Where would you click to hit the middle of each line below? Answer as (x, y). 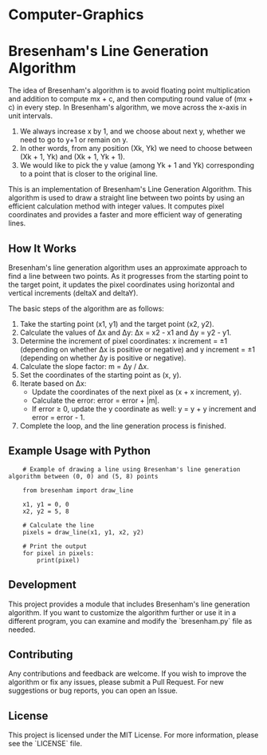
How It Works (43, 248)
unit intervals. (31, 116)
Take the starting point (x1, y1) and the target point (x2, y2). (117, 324)
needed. (22, 630)
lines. (17, 223)
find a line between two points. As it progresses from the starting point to (128, 276)
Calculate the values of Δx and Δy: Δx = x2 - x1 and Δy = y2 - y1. (126, 332)
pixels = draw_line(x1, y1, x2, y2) (84, 532)
